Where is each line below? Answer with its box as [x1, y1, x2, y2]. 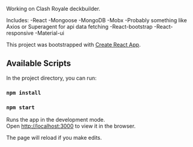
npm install [6, 89, 41, 96]
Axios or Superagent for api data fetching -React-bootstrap [6, 23, 153, 30]
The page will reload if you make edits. [6, 134, 102, 142]
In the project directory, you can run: [6, 74, 97, 82]
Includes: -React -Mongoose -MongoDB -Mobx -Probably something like [6, 17, 188, 23]
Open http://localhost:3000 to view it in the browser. [6, 122, 136, 130]
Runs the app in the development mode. [6, 116, 105, 124]
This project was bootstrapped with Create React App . [6, 41, 141, 48]
